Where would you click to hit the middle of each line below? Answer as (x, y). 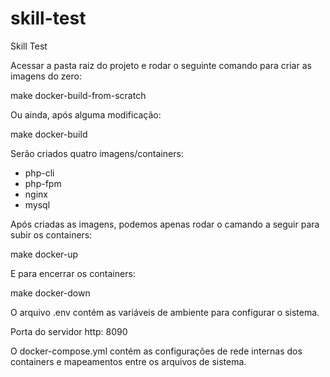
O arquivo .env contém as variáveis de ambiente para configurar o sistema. (165, 312)
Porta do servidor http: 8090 (69, 331)
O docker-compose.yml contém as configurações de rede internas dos (156, 351)
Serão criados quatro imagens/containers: (97, 153)
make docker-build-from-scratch (78, 95)
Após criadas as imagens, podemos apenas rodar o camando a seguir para (165, 224)
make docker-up (44, 254)
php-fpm (43, 183)
